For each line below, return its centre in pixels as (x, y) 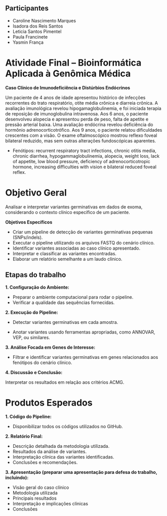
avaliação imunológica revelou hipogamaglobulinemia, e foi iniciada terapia (83, 108)
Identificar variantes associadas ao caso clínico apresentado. (76, 248)
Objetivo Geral (36, 192)
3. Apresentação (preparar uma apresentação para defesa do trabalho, (81, 472)
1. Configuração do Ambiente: (37, 287)
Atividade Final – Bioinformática (73, 63)
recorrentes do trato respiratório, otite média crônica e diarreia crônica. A (82, 103)
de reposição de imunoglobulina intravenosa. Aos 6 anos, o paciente (77, 113)
